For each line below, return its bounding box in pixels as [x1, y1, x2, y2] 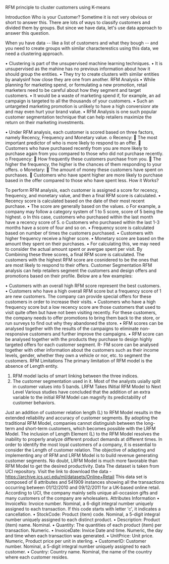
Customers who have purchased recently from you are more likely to [5, 145, 148, 151]
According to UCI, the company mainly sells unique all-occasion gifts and [5, 490, 158, 496]
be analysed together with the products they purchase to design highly [5, 336, 153, 342]
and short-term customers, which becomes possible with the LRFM [16, 426, 156, 431]
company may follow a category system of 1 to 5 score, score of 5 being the [5, 209, 163, 214]
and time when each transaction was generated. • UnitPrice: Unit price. [5, 533, 154, 539]
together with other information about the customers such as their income [5, 347, 159, 353]
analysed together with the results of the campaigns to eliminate [5, 325, 139, 331]
